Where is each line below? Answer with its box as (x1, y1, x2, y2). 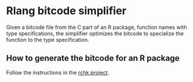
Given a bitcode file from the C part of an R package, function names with (6, 24, 187, 31)
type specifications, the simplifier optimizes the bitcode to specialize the (6, 29, 184, 37)
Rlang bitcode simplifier (6, 4, 127, 18)
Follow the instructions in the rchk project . (6, 69, 110, 76)
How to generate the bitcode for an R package (6, 53, 180, 63)
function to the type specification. (6, 36, 89, 43)
